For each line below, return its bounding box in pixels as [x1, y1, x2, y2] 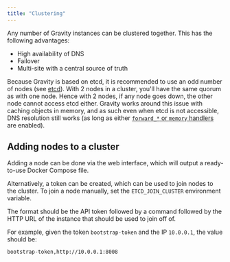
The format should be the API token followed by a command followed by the [7, 207, 222, 216]
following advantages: [7, 36, 70, 45]
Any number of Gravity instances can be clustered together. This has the [7, 29, 213, 37]
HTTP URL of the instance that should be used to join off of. [7, 215, 176, 223]
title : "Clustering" [7, 10, 67, 17]
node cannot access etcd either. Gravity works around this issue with [7, 99, 203, 107]
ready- [205, 159, 224, 167]
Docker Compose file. [27, 166, 89, 175]
